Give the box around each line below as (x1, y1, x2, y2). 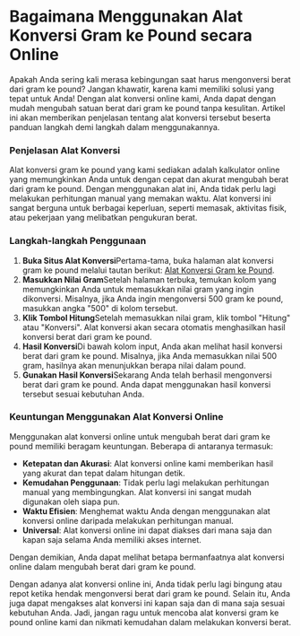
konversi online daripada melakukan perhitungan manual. (21, 515, 235, 526)
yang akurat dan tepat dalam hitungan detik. (21, 467, 185, 478)
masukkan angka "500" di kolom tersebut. (21, 302, 178, 313)
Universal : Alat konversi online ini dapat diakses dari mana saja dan (21, 525, 272, 536)
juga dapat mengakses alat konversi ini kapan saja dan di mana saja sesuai (9, 597, 285, 608)
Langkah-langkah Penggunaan (9, 235, 147, 248)
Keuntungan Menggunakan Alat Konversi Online (9, 411, 224, 423)
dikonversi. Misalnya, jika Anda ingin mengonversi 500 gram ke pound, (21, 293, 284, 304)
